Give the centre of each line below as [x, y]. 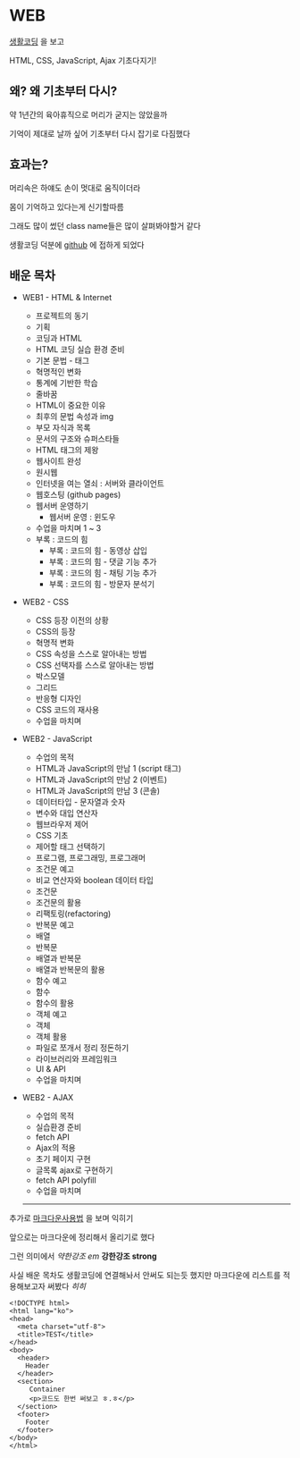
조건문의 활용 [58, 903]
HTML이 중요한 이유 [71, 405]
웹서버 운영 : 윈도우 [82, 517]
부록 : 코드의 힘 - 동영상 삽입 [98, 551]
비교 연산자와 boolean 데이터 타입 [95, 881]
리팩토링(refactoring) [73, 914]
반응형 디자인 [58, 699]
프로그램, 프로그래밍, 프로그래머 [90, 858]
